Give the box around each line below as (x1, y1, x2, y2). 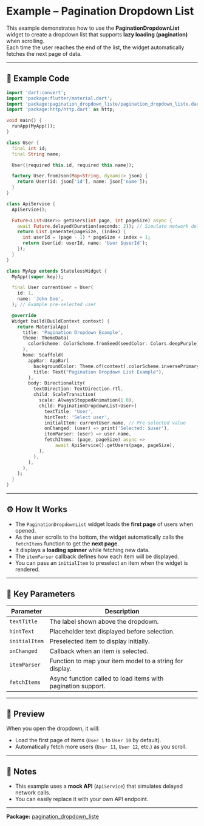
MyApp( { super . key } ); (12, 273, 64, 280)
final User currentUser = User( (12, 284, 94, 291)
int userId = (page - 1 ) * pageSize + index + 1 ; (22, 234, 151, 241)
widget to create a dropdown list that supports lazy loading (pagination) (6, 30, 188, 38)
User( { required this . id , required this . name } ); (12, 162, 135, 168)
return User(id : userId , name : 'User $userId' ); (22, 240, 148, 247)
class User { (6, 140, 39, 146)
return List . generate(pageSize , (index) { (17, 229, 126, 235)
